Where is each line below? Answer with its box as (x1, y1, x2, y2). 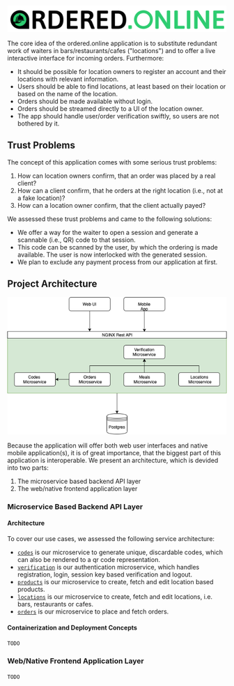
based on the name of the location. (17, 90, 118, 98)
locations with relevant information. (17, 75, 119, 84)
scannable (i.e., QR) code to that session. (17, 236, 136, 244)
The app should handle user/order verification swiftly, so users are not (17, 112, 219, 121)
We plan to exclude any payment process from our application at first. (17, 257, 218, 266)
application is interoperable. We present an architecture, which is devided (7, 456, 219, 464)
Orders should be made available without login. (17, 97, 153, 106)
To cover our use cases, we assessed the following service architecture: (7, 535, 214, 543)
